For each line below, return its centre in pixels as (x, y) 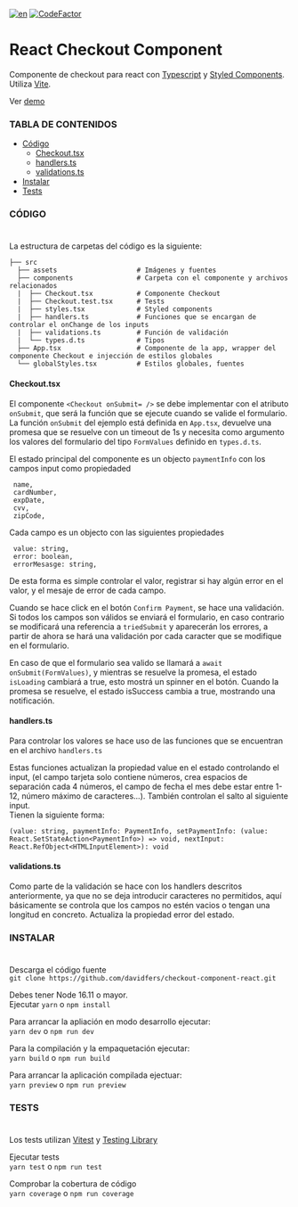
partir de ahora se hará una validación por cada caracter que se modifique (145, 636)
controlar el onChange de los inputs (79, 325)
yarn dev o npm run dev (52, 1031)
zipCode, (29, 516)
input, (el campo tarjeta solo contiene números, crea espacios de (129, 776)
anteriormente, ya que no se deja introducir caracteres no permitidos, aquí (145, 895)
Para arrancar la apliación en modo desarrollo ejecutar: (110, 1022)
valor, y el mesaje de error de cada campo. (88, 590)
